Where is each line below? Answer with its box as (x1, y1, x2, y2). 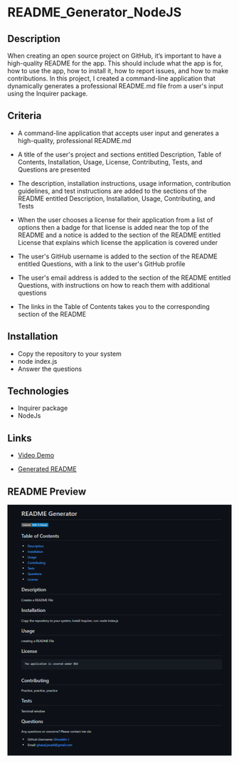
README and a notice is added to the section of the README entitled (17, 231, 221, 239)
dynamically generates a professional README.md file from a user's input (7, 82, 224, 90)
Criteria (7, 110, 42, 122)
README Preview (7, 485, 87, 498)
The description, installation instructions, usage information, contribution (17, 179, 231, 187)
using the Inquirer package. (7, 90, 88, 98)
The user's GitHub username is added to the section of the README (17, 252, 218, 261)
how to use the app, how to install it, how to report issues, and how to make (7, 67, 229, 75)
